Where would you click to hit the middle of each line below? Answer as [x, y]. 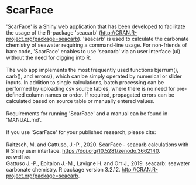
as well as [18, 157]
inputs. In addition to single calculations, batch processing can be [85, 82]
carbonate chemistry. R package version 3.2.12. [63, 169]
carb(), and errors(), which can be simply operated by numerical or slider [94, 76]
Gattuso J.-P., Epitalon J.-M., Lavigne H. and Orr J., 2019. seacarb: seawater [98, 163]
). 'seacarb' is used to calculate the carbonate [133, 39]
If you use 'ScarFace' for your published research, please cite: [81, 132]
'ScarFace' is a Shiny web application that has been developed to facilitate [96, 26]
